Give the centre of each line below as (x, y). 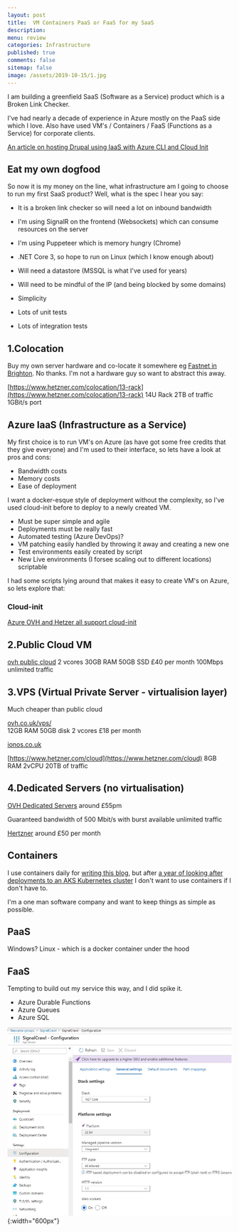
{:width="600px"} (34, 1221)
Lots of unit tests (42, 312)
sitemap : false (30, 68)
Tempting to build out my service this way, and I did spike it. (95, 989)
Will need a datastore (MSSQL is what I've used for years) (102, 271)
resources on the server (53, 229)
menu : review (27, 38)
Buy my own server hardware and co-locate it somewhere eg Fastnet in (112, 366)
